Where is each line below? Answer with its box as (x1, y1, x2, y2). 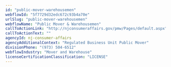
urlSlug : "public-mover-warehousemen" (5, 17, 88, 22)
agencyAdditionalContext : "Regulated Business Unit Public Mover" (5, 40, 149, 45)
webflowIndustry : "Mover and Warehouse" (5, 49, 93, 54)
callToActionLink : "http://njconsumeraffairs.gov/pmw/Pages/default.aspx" (5, 26, 167, 31)
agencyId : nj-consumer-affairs (5, 36, 72, 41)
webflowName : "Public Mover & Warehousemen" (5, 21, 101, 27)
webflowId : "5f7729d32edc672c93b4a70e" (5, 12, 90, 17)
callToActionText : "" (5, 31, 51, 36)
